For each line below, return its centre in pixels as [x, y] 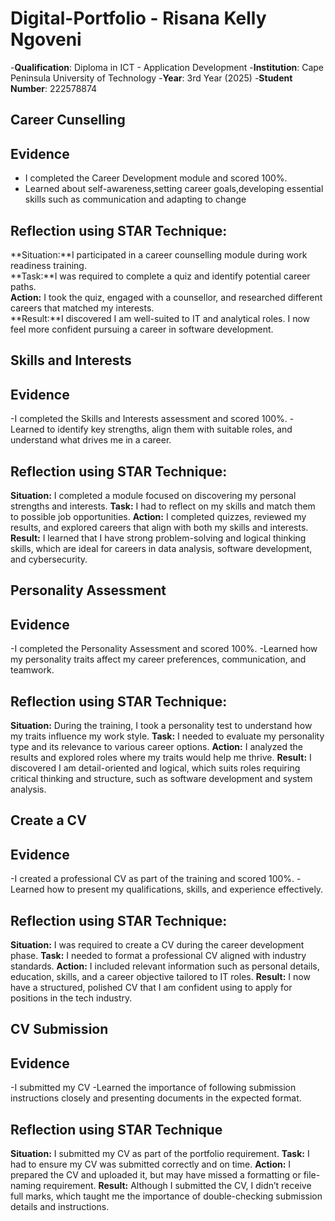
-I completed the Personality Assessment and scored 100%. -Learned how [164, 649]
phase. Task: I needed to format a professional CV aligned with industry [158, 955]
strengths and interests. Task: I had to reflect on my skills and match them [163, 506]
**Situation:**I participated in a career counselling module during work [159, 254]
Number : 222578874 [54, 88]
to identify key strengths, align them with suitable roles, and [169, 429]
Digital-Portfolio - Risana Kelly [138, 18]
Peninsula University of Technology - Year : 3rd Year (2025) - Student [151, 78]
